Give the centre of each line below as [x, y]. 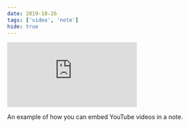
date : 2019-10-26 [32, 13]
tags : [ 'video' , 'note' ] [43, 20]
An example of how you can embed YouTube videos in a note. [95, 117]
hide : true [23, 26]
